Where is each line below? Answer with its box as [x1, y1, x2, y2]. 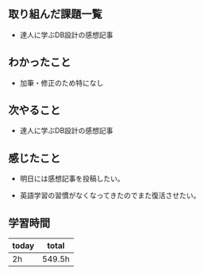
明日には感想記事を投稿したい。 [19, 174, 125, 184]
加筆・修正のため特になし [19, 78, 104, 87]
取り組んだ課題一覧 [8, 7, 102, 21]
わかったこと [8, 55, 71, 69]
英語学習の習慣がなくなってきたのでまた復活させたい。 [19, 191, 201, 201]
